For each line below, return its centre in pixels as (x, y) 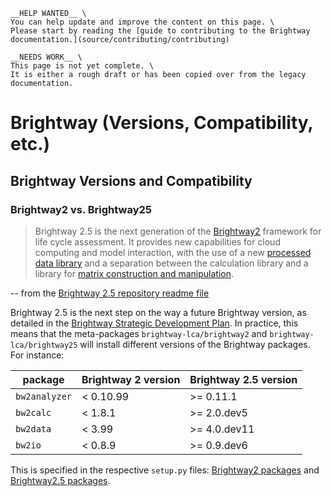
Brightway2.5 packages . (60, 480)
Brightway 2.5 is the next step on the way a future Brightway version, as (158, 312)
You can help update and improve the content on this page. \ (142, 22)
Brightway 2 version (131, 379)
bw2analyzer (44, 396)
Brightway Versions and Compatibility (131, 180)
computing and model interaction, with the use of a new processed (173, 252)
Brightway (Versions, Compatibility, (162, 123)
